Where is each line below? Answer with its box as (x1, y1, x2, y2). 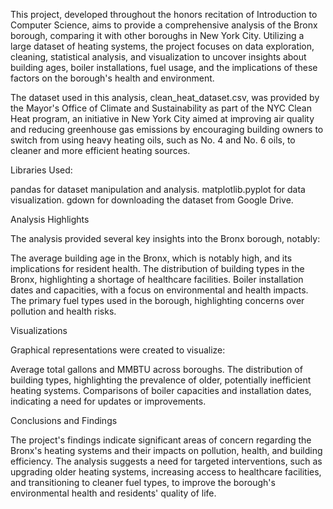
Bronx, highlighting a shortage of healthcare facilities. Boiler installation (10, 274, 304, 285)
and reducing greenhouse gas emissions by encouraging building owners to (10, 124, 324, 135)
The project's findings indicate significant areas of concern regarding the (10, 434, 312, 446)
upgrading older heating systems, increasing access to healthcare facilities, (10, 466, 322, 478)
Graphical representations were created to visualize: (10, 344, 226, 356)
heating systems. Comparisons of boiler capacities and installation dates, (10, 385, 312, 396)
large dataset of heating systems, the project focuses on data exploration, (10, 40, 315, 52)
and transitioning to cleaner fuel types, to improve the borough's (10, 477, 276, 488)
